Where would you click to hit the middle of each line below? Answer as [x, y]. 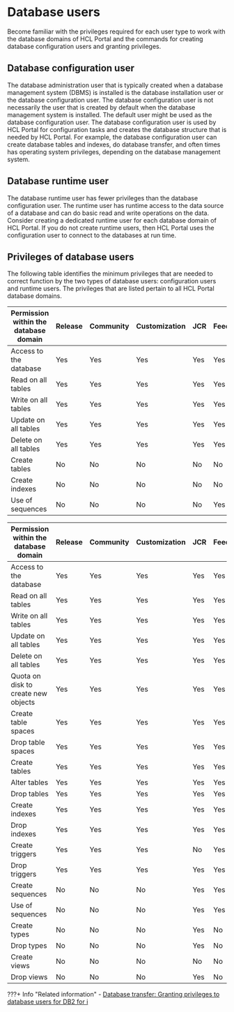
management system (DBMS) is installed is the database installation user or [116, 92]
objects [23, 702]
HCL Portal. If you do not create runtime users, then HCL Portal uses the [111, 228]
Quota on [26, 676]
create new [29, 694]
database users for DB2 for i [48, 1002]
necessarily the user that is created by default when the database [101, 107]
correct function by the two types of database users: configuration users [112, 281]
